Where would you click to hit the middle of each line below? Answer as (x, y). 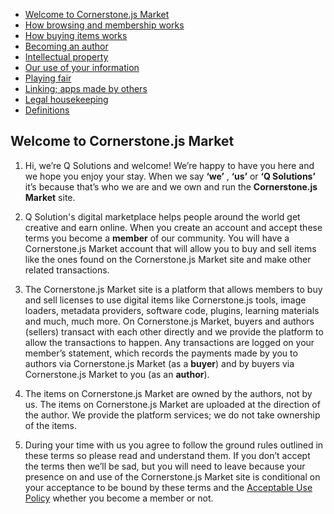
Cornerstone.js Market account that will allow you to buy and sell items (170, 248)
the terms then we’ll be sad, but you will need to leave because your (165, 466)
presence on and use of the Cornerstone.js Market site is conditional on (172, 476)
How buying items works (76, 35)
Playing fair (48, 78)
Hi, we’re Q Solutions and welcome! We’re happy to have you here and (169, 165)
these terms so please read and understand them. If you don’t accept (167, 455)
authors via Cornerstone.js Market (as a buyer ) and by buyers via (159, 363)
